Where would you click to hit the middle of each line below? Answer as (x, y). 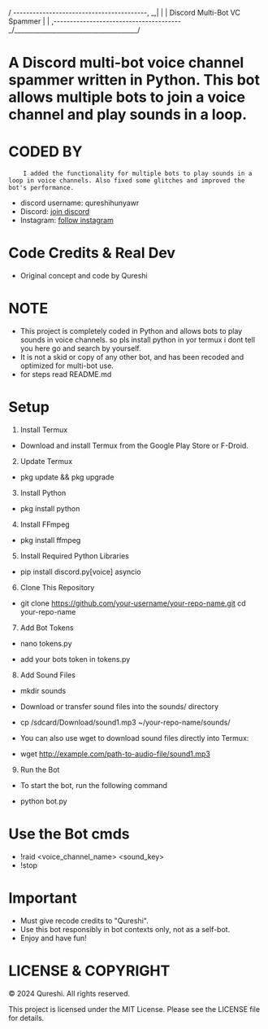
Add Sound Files (48, 675)
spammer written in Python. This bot (134, 80)
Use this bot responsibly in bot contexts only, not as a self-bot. (125, 929)
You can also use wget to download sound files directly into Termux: (134, 738)
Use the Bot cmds (69, 834)
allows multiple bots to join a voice (127, 97)
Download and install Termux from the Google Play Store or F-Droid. (134, 445)
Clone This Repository (57, 587)
